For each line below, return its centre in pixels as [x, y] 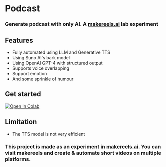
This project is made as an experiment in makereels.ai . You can [83, 147]
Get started [23, 94]
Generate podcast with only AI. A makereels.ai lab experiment [82, 24]
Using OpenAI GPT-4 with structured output [58, 63]
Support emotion [30, 73]
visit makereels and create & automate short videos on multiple [83, 153]
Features [19, 40]
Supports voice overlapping [41, 68]
